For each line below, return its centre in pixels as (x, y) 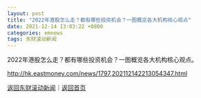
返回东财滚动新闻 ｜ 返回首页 (47, 88)
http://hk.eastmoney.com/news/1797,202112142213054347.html (97, 74)
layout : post (26, 13)
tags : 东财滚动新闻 (32, 39)
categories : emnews (35, 33)
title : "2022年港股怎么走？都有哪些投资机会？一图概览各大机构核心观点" (99, 20)
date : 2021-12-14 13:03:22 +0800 (55, 26)
